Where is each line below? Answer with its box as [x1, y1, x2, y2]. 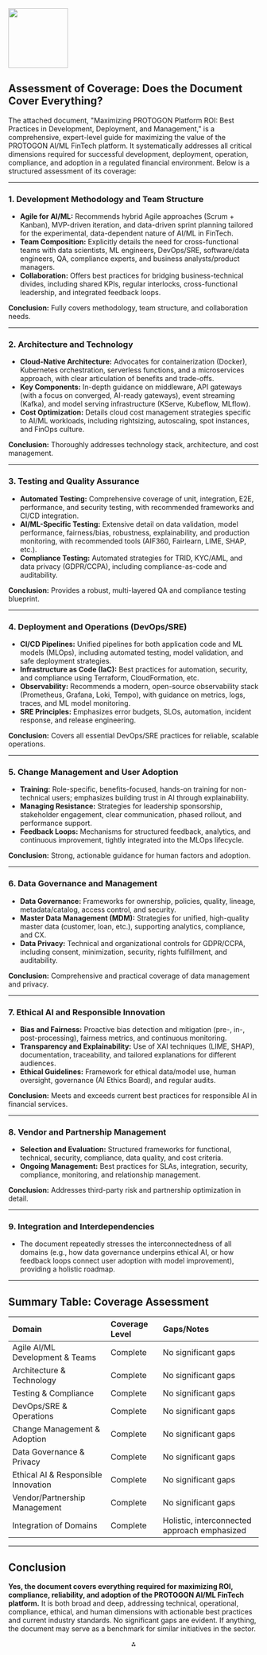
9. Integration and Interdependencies [8, 1221, 155, 1232]
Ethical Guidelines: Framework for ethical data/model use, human [19, 1066, 237, 1077]
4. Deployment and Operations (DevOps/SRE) [8, 621, 188, 632]
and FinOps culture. [19, 425, 85, 434]
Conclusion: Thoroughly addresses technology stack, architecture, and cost [8, 440, 259, 450]
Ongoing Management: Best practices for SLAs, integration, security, [19, 1162, 249, 1171]
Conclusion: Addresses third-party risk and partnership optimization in [8, 1186, 242, 1195]
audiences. [19, 1058, 56, 1068]
